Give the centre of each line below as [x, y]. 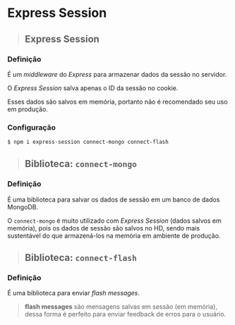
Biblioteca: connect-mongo [81, 164]
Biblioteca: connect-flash [81, 258]
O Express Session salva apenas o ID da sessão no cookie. [93, 88]
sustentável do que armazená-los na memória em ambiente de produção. [114, 235]
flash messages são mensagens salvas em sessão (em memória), [121, 307]
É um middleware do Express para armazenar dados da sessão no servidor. [117, 74]
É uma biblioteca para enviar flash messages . [73, 293]
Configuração [32, 127]
